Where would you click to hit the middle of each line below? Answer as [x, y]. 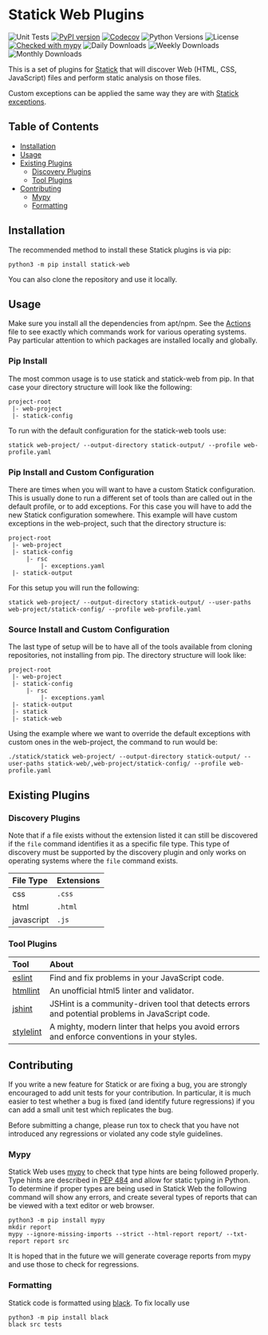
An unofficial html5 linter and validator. [122, 991]
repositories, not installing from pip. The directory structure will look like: [128, 656]
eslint [23, 978]
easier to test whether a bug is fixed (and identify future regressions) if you [132, 1101]
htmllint [26, 991]
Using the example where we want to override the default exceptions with [130, 734]
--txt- [237, 1234]
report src [51, 1242]
